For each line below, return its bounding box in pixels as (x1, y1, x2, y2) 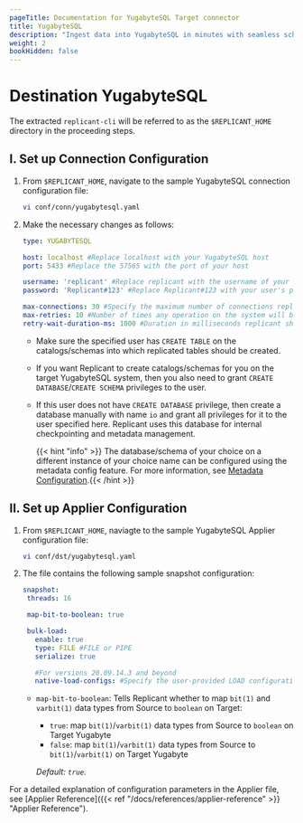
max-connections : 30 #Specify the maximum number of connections (22, 302, 273, 312)
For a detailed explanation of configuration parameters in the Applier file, (9, 784, 280, 795)
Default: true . (35, 766, 87, 778)
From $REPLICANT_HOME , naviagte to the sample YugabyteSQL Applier (22, 525, 276, 535)
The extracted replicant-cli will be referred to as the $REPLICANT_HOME (9, 116, 272, 127)
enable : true (34, 635, 84, 644)
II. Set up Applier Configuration (9, 501, 188, 516)
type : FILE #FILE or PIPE (34, 643, 133, 652)
